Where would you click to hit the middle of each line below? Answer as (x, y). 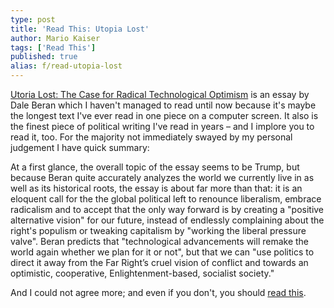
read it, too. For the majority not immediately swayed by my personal (151, 137)
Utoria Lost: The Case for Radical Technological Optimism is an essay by (160, 94)
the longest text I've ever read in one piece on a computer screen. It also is (164, 115)
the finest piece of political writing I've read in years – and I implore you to (162, 126)
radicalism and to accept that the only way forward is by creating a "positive (167, 209)
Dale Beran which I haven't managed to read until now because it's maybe (163, 105)
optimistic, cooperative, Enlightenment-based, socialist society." (142, 273)
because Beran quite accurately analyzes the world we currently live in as (162, 177)
